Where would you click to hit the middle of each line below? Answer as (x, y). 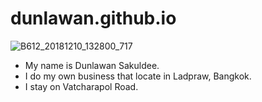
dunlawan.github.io (93, 18)
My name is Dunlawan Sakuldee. (92, 65)
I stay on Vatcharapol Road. (81, 86)
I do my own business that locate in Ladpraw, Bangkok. (138, 76)
